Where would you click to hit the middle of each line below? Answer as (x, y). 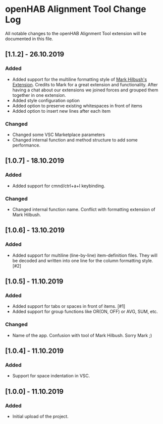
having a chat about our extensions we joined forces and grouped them (85, 90)
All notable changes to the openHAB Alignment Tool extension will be (76, 33)
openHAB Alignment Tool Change (76, 9)
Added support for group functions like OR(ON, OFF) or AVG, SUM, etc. (85, 312)
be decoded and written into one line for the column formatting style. (83, 260)
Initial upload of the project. (40, 416)
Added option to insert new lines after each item (61, 111)
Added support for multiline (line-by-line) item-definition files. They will (85, 255)
